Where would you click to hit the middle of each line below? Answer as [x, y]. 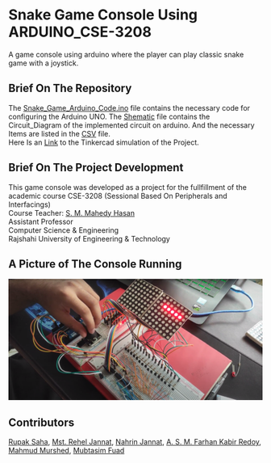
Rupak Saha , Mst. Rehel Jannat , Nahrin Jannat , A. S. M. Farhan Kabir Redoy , [135, 442]
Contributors [42, 422]
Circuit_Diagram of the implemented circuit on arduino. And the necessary [132, 125]
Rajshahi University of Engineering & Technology [90, 238]
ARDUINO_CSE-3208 [80, 32]
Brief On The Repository [70, 88]
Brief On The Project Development [96, 168]
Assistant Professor [41, 221]
